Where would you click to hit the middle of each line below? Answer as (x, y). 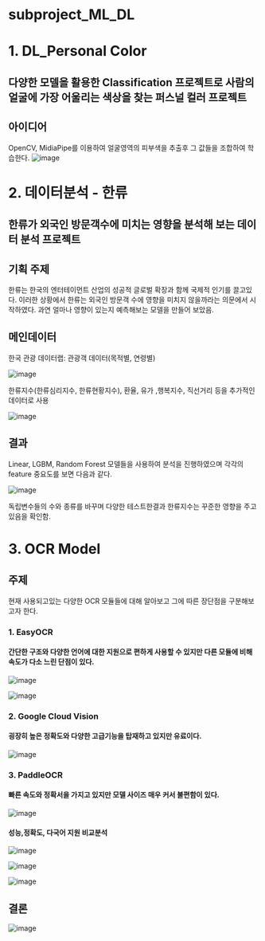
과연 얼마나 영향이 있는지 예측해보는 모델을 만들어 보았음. (126, 309)
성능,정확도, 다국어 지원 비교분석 (58, 832)
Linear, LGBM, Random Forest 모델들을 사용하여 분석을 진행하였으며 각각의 (126, 464)
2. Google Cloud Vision (54, 716)
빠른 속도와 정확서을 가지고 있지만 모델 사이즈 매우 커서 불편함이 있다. (114, 795)
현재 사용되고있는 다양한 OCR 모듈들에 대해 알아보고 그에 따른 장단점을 (117, 601)
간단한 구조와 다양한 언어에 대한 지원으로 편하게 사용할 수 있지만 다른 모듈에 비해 (131, 652)
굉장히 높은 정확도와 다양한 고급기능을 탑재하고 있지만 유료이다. (105, 736)
